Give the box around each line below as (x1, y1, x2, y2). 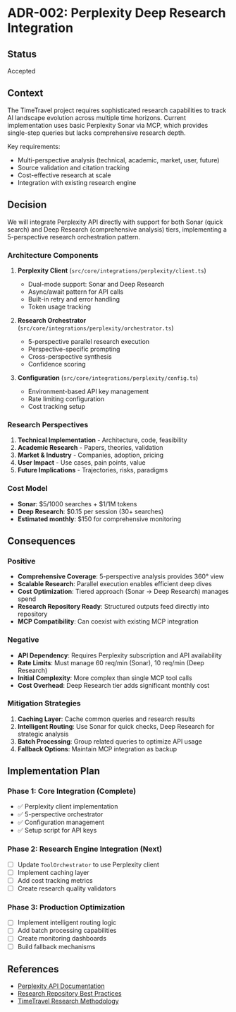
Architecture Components (7, 250, 99, 260)
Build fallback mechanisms (17, 942, 96, 951)
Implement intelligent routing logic (17, 918, 117, 927)
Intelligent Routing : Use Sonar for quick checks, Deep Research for (17, 722, 215, 730)
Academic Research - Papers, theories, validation (17, 444, 163, 452)
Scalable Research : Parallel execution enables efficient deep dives (17, 580, 213, 588)
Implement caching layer (17, 868, 89, 876)
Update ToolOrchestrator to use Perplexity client (17, 860, 160, 869)
